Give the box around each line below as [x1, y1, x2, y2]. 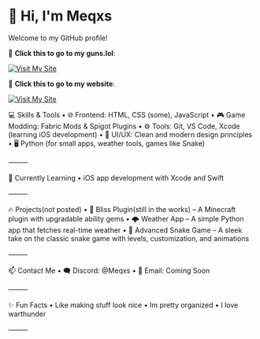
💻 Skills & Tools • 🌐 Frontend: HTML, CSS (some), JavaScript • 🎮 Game [8, 110, 246, 119]
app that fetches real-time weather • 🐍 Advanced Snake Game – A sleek [8, 225, 243, 235]
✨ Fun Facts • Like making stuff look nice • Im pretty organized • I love [8, 300, 239, 310]
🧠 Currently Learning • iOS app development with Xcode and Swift [8, 173, 225, 182]
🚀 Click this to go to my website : [8, 79, 116, 88]
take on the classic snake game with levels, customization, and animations [8, 233, 250, 243]
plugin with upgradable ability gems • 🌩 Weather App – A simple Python [8, 214, 244, 223]
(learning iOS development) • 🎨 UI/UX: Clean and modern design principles [8, 129, 253, 139]
